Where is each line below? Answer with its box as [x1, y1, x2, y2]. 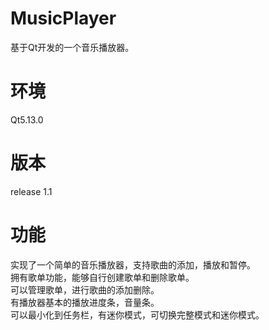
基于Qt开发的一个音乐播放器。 [10, 41, 135, 53]
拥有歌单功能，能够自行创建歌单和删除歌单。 [10, 271, 195, 283]
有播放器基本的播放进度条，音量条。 [10, 296, 160, 308]
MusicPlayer [10, 7, 117, 30]
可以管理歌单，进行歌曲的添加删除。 [10, 283, 160, 296]
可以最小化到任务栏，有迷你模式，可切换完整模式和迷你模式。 [10, 308, 265, 321]
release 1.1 [10, 185, 53, 197]
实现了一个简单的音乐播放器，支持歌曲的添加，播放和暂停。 [10, 258, 256, 271]
